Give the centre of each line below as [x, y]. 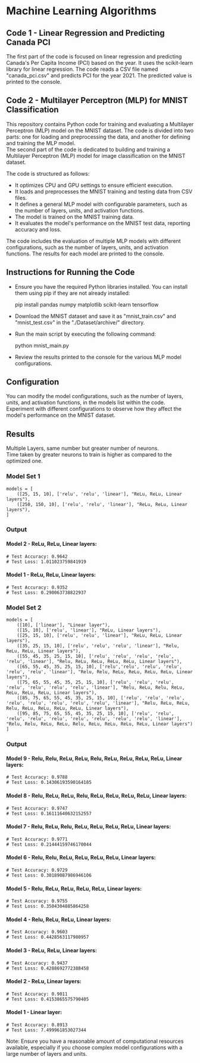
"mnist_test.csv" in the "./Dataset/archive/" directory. [80, 322]
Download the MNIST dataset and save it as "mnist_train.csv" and [95, 316]
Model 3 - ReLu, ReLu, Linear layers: [51, 950]
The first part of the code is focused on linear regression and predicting [94, 57]
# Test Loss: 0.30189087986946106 [49, 875]
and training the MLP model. [41, 143]
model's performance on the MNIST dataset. [61, 415]
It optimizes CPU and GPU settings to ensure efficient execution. [94, 185]
